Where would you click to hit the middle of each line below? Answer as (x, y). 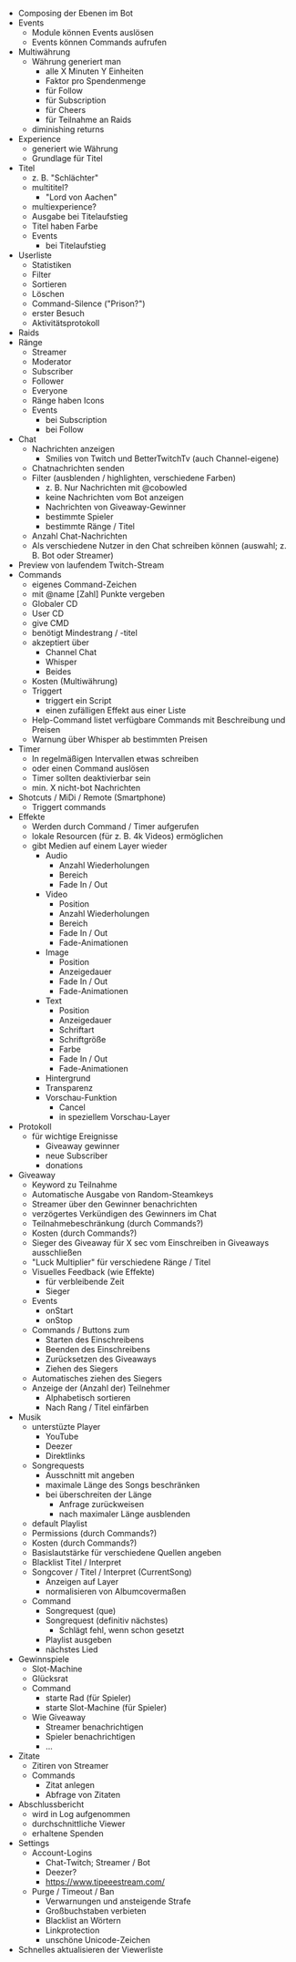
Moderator (51, 362)
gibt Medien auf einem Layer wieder (99, 846)
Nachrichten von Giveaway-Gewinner (116, 507)
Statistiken (51, 265)
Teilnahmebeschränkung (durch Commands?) (117, 1223)
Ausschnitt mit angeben (90, 1475)
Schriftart (77, 1030)
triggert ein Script (78, 700)
